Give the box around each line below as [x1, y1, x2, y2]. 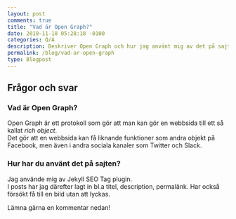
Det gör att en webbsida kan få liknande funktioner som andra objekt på [7, 134, 216, 142]
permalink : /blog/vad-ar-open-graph [7, 50, 114, 57]
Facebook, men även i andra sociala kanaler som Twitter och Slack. [7, 141, 202, 150]
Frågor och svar [7, 82, 79, 94]
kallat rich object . [7, 126, 58, 135]
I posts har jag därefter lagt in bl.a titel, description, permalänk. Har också [7, 182, 220, 190]
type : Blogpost [7, 56, 52, 63]
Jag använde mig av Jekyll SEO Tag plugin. [7, 175, 132, 183]
